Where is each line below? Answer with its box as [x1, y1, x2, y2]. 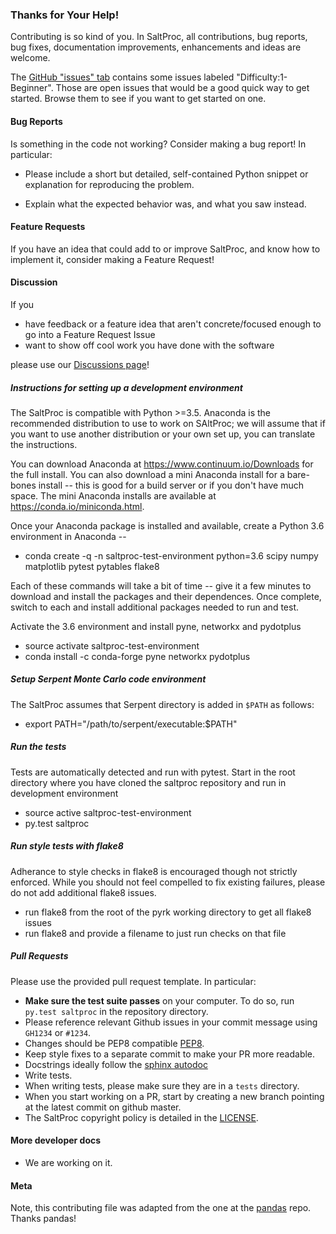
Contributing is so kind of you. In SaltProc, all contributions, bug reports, [10, 31, 308, 43]
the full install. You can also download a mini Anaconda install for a [10, 468, 285, 480]
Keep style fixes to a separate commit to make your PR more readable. [24, 1048, 316, 1060]
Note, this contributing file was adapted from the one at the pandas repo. [10, 1202, 312, 1214]
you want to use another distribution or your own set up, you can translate [10, 428, 316, 440]
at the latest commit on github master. [24, 1101, 182, 1113]
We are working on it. [24, 1156, 113, 1168]
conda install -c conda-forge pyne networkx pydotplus [24, 650, 251, 662]
